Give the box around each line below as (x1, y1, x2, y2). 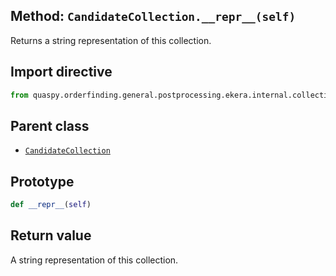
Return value (10, 227, 92, 244)
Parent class (10, 117, 90, 134)
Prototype (10, 173, 75, 190)
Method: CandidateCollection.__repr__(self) (10, 8, 297, 25)
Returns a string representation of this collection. (10, 34, 212, 46)
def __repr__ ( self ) (10, 200, 92, 210)
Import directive (10, 64, 113, 81)
